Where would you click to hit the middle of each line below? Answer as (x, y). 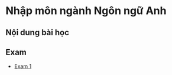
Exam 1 (23, 66)
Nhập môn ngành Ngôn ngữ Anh (86, 11)
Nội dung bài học (37, 33)
